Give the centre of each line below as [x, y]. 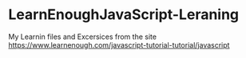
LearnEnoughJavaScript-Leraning [124, 15]
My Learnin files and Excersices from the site [83, 37]
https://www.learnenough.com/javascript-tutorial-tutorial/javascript [119, 44]
